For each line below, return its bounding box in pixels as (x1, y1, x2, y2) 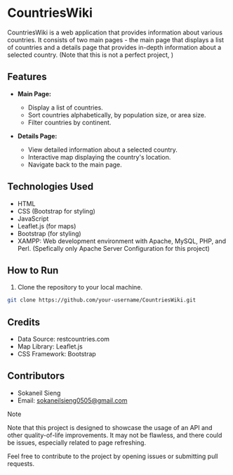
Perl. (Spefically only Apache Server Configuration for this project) (17, 244, 211, 252)
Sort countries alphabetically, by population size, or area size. (27, 110, 206, 119)
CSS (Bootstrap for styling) (17, 207, 96, 215)
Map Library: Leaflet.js (17, 342, 83, 351)
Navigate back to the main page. (27, 160, 123, 169)
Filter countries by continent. (27, 118, 112, 126)
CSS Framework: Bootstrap (17, 350, 96, 358)
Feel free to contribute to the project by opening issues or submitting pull (7, 452, 218, 460)
